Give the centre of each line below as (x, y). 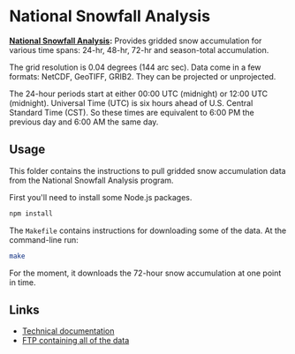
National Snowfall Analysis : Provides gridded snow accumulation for (136, 41)
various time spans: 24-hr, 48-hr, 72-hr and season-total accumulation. (139, 49)
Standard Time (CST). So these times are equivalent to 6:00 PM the (132, 112)
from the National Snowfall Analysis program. (91, 180)
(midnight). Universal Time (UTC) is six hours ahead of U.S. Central (131, 102)
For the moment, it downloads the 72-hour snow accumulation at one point (145, 273)
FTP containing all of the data (76, 341)
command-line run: (44, 239)
